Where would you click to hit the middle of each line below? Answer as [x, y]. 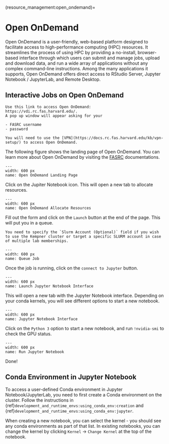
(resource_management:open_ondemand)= [50, 7]
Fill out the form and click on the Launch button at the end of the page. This [83, 217]
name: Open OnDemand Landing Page [42, 175]
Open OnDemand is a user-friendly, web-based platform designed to [77, 41]
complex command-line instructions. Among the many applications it [77, 68]
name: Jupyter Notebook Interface [42, 319]
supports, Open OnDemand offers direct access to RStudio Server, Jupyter [83, 74]
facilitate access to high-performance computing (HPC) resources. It [77, 47]
